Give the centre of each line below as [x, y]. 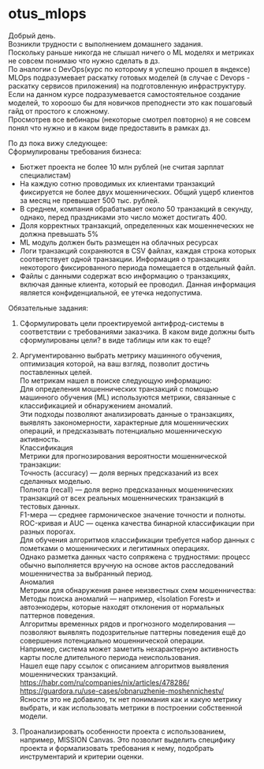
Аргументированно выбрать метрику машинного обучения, [121, 355]
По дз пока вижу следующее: [58, 143]
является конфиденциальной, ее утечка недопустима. [111, 292]
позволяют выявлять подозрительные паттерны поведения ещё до [133, 632]
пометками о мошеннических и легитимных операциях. [115, 548]
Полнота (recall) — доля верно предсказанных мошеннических [126, 490]
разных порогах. [48, 531]
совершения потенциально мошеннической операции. [112, 640]
